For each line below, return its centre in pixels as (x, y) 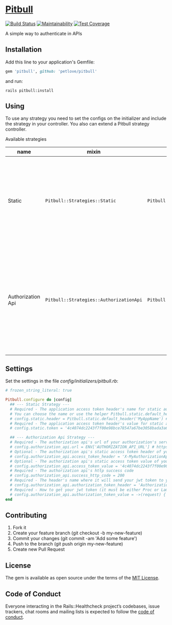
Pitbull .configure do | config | (39, 400)
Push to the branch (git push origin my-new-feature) (68, 544)
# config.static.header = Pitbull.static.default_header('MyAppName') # (89, 419)
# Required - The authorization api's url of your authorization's (83, 442)
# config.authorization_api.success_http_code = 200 (67, 476)
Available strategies (26, 139)
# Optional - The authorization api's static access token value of (84, 461)
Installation (24, 50)
